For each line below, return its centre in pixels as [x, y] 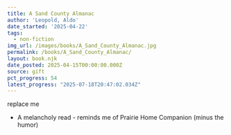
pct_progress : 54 [32, 78]
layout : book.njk [32, 59]
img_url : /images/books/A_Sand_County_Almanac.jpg [82, 46]
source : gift [26, 71]
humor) [28, 125]
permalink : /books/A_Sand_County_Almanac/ [69, 53]
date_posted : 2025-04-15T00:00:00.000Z [65, 65]
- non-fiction [34, 39]
